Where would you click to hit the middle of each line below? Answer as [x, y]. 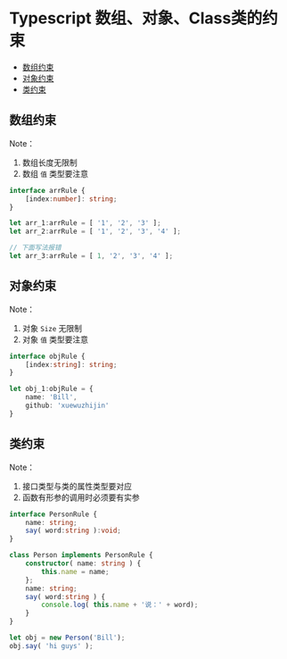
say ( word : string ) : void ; [74, 531]
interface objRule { [48, 356]
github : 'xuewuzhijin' [67, 406]
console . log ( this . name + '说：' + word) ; [120, 605]
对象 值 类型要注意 [55, 339]
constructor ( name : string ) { [83, 563]
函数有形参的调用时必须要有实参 [81, 497]
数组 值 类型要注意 [55, 173]
